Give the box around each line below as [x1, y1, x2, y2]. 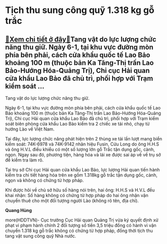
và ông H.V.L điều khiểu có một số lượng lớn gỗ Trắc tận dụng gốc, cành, [5, 146, 156, 152]
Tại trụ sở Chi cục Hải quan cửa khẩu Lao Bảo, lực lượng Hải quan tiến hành [5, 167, 160, 172]
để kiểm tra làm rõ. [5, 157, 44, 163]
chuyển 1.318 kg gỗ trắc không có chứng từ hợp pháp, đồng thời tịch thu [5, 227, 153, 233]
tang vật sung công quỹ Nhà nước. [5, 233, 76, 239]
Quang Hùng [5, 207, 32, 213]
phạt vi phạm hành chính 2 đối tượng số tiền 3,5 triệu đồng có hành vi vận [5, 222, 157, 228]
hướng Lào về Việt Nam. [5, 126, 55, 132]
